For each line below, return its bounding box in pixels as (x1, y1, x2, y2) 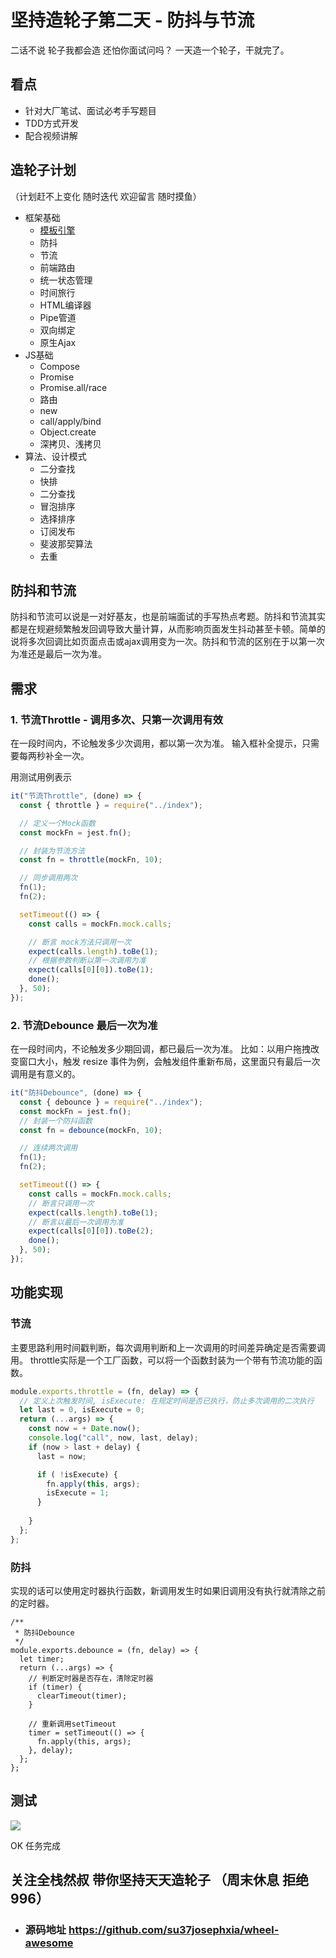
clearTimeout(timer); (36, 1691, 128, 1701)
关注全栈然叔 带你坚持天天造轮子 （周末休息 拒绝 (10, 1872, 309, 1889)
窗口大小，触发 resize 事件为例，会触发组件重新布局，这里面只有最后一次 (18, 1056, 321, 1068)
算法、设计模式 (24, 450, 87, 462)
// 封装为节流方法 (19, 846, 86, 856)
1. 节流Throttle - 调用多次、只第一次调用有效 (10, 712, 224, 726)
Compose (39, 360, 80, 372)
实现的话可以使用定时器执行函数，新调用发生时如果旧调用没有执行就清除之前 (10, 1584, 326, 1596)
